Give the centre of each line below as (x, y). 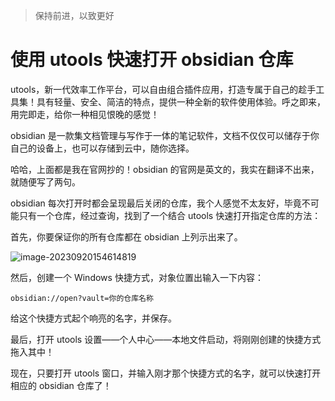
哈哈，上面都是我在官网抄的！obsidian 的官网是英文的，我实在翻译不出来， (165, 169)
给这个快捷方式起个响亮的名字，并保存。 (93, 318)
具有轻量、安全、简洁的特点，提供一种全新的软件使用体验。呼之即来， (181, 101)
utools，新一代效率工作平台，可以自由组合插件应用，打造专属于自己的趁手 (163, 89)
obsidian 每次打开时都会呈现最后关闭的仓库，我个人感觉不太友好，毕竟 (156, 203)
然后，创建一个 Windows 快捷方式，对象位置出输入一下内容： (137, 277)
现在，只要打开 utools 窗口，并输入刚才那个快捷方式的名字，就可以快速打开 (166, 373)
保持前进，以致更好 (74, 15)
